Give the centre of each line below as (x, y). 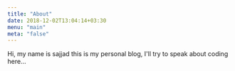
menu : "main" (27, 27)
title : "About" (30, 14)
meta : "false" (28, 34)
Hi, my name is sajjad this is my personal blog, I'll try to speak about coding (118, 54)
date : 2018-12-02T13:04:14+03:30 (57, 21)
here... (17, 62)
